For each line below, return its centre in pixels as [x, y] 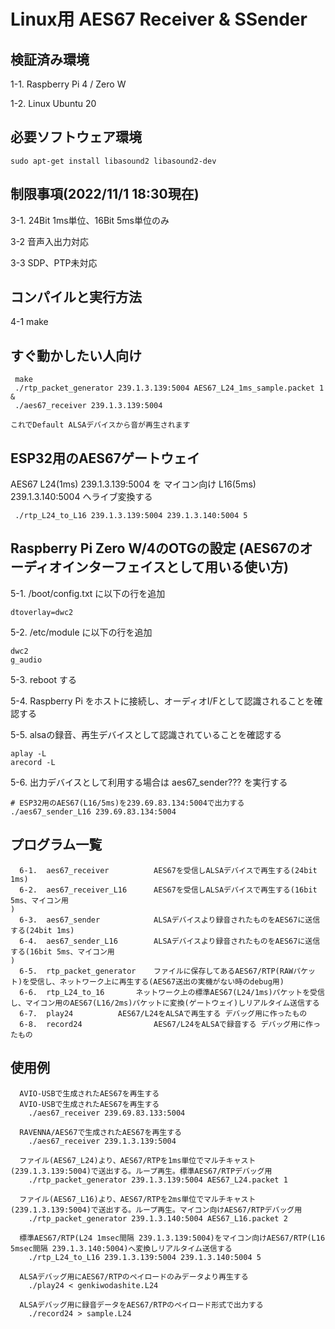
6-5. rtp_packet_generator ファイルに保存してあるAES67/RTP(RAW [156, 971]
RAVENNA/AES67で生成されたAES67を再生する [100, 1132]
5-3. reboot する [43, 679]
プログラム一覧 [56, 845]
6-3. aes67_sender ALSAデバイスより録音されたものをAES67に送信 [170, 920]
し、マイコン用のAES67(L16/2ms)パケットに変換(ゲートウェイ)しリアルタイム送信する [165, 1003]
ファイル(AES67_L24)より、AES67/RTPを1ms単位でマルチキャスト [138, 1160]
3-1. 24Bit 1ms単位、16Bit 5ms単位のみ [90, 220]
